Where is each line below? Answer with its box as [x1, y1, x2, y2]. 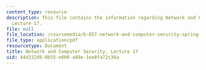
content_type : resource [6, 9, 67, 15]
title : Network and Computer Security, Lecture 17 [6, 49, 139, 55]
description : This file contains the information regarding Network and [6, 15, 196, 21]
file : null [6, 26, 34, 32]
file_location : [6, 32, 45, 38]
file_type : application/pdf [6, 37, 78, 43]
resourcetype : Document [6, 43, 67, 49]
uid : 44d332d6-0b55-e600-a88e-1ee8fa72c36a [6, 54, 120, 60]
